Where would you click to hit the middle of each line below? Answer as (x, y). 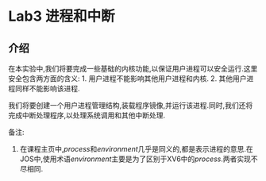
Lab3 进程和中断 (62, 16)
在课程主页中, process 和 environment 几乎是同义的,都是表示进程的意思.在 (137, 149)
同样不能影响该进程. (48, 89)
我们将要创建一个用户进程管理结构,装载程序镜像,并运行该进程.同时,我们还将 (131, 105)
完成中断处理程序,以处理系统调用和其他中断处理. (87, 115)
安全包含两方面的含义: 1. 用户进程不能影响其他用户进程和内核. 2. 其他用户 (128, 79)
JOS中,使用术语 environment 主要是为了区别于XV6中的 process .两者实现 (135, 159)
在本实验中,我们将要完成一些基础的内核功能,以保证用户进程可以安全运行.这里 (133, 69)
